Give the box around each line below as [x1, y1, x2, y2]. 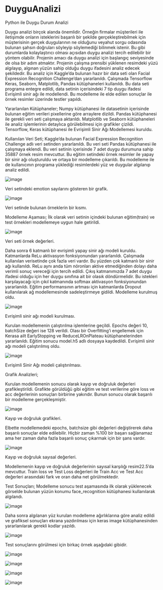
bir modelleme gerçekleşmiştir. [5, 396, 67, 402]
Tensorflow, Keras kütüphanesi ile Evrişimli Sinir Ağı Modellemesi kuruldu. [5, 126, 153, 132]
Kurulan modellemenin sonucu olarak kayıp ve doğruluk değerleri [5, 381, 136, 387]
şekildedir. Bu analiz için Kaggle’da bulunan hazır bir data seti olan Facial [5, 70, 150, 76]
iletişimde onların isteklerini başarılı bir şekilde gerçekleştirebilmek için [5, 34, 146, 40]
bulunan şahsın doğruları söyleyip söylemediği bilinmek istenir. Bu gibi [5, 44, 145, 50]
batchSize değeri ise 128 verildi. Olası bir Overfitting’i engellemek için [5, 327, 144, 333]
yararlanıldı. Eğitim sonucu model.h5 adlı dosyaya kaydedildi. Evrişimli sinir [5, 338, 155, 344]
